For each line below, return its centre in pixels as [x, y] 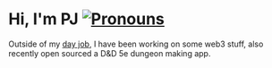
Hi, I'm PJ [43, 19]
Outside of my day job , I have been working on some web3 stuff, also [136, 44]
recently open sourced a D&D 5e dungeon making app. [110, 53]
